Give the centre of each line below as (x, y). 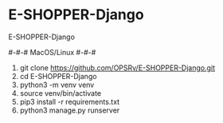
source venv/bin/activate (61, 93)
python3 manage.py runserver (70, 110)
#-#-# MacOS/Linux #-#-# (52, 52)
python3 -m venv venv (57, 85)
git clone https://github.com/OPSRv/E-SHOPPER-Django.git (117, 67)
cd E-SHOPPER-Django (58, 76)
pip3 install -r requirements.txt (70, 101)
